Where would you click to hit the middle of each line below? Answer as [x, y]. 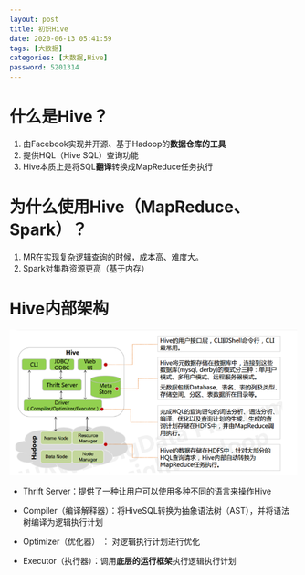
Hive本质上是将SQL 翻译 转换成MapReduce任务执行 [118, 166]
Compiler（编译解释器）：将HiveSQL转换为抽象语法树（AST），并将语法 [156, 510]
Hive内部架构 [59, 309]
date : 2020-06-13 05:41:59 [61, 38]
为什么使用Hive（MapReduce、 [130, 207]
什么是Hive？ [59, 117]
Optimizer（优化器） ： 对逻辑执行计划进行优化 [111, 541]
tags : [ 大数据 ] [37, 48]
